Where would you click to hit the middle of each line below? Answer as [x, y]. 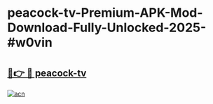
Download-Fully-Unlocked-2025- [107, 28]
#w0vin [30, 43]
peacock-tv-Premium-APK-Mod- [105, 13]
